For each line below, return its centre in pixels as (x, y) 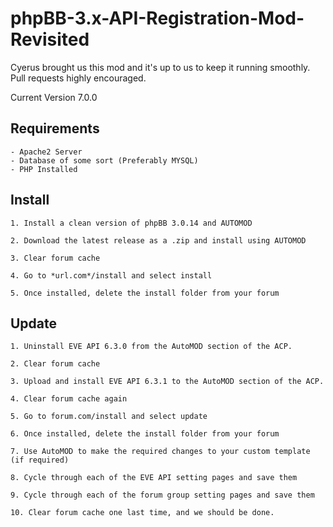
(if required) (40, 460)
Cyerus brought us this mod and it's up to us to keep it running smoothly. (160, 67)
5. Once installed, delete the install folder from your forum (145, 293)
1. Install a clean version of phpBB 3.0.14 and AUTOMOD (131, 223)
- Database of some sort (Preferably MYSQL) (104, 160)
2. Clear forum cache (55, 364)
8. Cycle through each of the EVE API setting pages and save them (154, 478)
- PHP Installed (44, 169)
